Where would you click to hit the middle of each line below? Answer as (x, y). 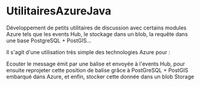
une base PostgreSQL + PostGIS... (49, 40)
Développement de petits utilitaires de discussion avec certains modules (96, 28)
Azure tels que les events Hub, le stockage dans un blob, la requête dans (97, 34)
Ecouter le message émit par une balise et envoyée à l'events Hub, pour (96, 64)
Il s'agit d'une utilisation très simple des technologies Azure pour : (88, 52)
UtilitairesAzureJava (59, 11)
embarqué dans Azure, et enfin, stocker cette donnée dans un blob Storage (100, 76)
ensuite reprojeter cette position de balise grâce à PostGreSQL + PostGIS (97, 70)
